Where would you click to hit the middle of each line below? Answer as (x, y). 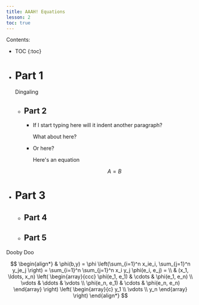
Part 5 (35, 238)
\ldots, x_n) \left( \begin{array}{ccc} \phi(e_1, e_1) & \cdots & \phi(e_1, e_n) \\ (100, 276)
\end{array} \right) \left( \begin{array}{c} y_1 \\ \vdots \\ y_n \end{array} (100, 289)
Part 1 (29, 76)
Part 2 (35, 111)
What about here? (55, 137)
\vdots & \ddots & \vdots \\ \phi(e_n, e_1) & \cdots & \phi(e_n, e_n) (100, 283)
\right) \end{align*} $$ (100, 295)
